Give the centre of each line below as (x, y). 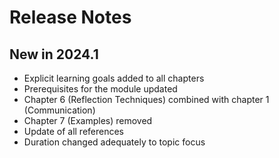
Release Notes (70, 17)
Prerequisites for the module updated (100, 89)
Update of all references (74, 131)
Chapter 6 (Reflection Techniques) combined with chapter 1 (146, 99)
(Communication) (59, 110)
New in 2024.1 (54, 54)
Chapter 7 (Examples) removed (88, 120)
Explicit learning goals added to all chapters (114, 78)
